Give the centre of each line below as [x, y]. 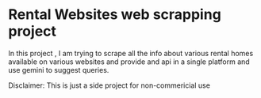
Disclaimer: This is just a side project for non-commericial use [109, 85]
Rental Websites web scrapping [115, 15]
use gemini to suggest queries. [59, 70]
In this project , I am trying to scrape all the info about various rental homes [131, 53]
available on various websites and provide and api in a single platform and [129, 62]
